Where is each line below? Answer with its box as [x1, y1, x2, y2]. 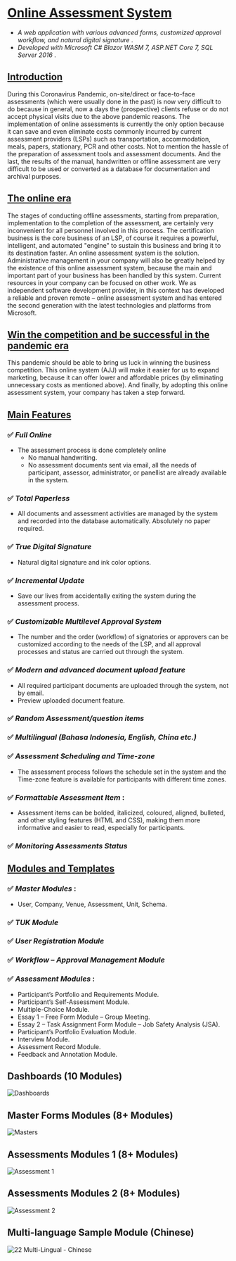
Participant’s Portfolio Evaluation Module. [17, 1027, 137, 1036]
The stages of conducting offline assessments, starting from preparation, [7, 211, 219, 220]
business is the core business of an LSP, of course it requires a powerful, [7, 234, 219, 242]
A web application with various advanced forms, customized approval [17, 28, 221, 37]
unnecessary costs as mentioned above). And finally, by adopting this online [7, 381, 228, 389]
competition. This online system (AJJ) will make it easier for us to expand [7, 366, 220, 375]
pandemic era [7, 339, 69, 351]
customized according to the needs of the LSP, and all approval [17, 640, 202, 648]
